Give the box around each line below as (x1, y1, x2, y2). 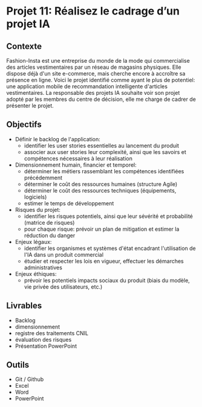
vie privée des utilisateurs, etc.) (24, 283, 103, 290)
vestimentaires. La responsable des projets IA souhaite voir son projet (6, 89, 180, 96)
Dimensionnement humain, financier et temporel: (15, 161, 137, 168)
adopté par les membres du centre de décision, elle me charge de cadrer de (6, 95, 197, 103)
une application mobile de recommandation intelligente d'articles (6, 83, 168, 90)
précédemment (24, 174, 62, 181)
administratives (24, 264, 62, 271)
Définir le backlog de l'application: (15, 135, 101, 143)
